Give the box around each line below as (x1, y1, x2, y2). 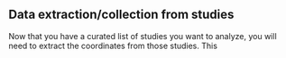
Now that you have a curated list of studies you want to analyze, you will (8, 30, 277, 41)
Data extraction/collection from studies (8, 7, 235, 22)
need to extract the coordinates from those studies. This (8, 40, 218, 51)
